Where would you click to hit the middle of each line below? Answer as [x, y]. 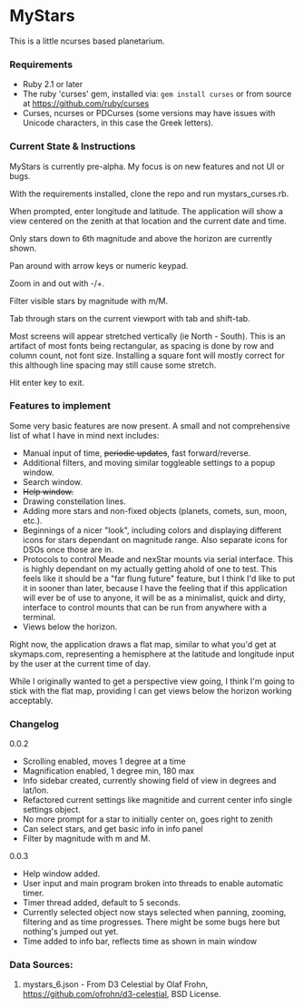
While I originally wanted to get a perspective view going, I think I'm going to [152, 681]
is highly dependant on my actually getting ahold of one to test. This [150, 568]
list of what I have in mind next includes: [84, 435]
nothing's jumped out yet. [70, 932]
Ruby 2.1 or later [53, 84]
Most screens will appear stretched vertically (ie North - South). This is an [147, 336]
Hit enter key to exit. [47, 382]
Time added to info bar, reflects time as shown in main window [140, 942]
